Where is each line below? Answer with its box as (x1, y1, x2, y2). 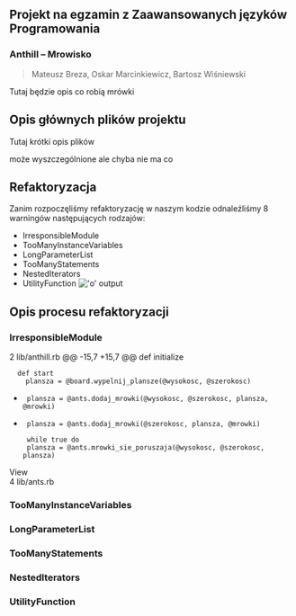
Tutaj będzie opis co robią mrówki (9, 85, 135, 97)
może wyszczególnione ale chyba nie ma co (9, 153, 174, 165)
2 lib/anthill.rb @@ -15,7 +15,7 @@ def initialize (9, 352, 184, 362)
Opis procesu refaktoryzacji (9, 304, 169, 319)
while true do (26, 435, 80, 444)
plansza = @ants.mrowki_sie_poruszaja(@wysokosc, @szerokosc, (26, 443, 265, 452)
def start (17, 369, 54, 378)
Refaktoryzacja (9, 179, 97, 194)
